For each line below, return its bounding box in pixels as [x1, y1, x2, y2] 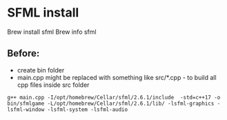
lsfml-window [7, 106, 45, 113]
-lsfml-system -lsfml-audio [47, 106, 128, 113]
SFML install [7, 5, 79, 21]
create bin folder [17, 66, 65, 74]
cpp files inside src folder [17, 81, 90, 89]
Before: [7, 48, 40, 59]
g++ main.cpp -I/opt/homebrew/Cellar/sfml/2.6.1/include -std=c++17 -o [7, 94, 221, 101]
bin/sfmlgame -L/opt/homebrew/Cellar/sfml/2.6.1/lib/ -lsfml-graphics [7, 100, 215, 107]
